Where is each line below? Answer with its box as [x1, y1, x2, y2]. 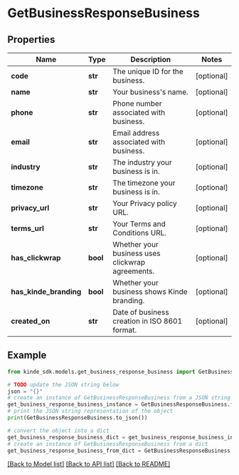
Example [7, 349, 47, 362]
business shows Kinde [112, 287, 188, 297]
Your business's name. [112, 87, 188, 97]
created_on [11, 316, 51, 326]
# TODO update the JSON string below [7, 381, 119, 388]
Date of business [112, 307, 169, 317]
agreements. [112, 266, 155, 276]
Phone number [112, 98, 162, 108]
